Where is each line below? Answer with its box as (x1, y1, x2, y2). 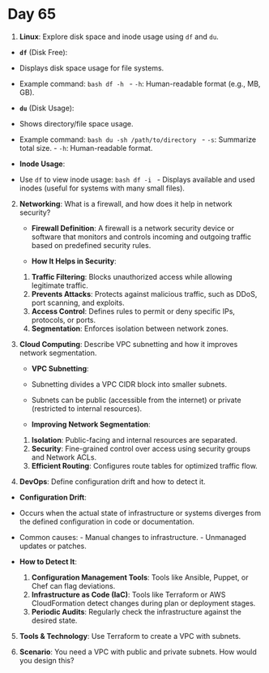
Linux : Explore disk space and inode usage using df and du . (19, 32, 220, 41)
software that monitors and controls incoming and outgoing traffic (31, 232, 252, 242)
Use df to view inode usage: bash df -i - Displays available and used (19, 174, 256, 184)
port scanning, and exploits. (31, 298, 125, 307)
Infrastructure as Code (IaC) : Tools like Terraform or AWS (31, 589, 226, 599)
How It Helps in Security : (31, 256, 117, 266)
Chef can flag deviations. (31, 581, 116, 590)
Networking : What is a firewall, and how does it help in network (19, 199, 233, 208)
